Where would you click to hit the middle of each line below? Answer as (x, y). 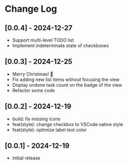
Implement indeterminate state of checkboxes (60, 46)
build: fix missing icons (36, 119)
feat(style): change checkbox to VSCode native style (68, 124)
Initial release (26, 158)
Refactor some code (33, 90)
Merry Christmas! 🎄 (33, 74)
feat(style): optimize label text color (49, 130)
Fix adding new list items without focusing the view (66, 79)
